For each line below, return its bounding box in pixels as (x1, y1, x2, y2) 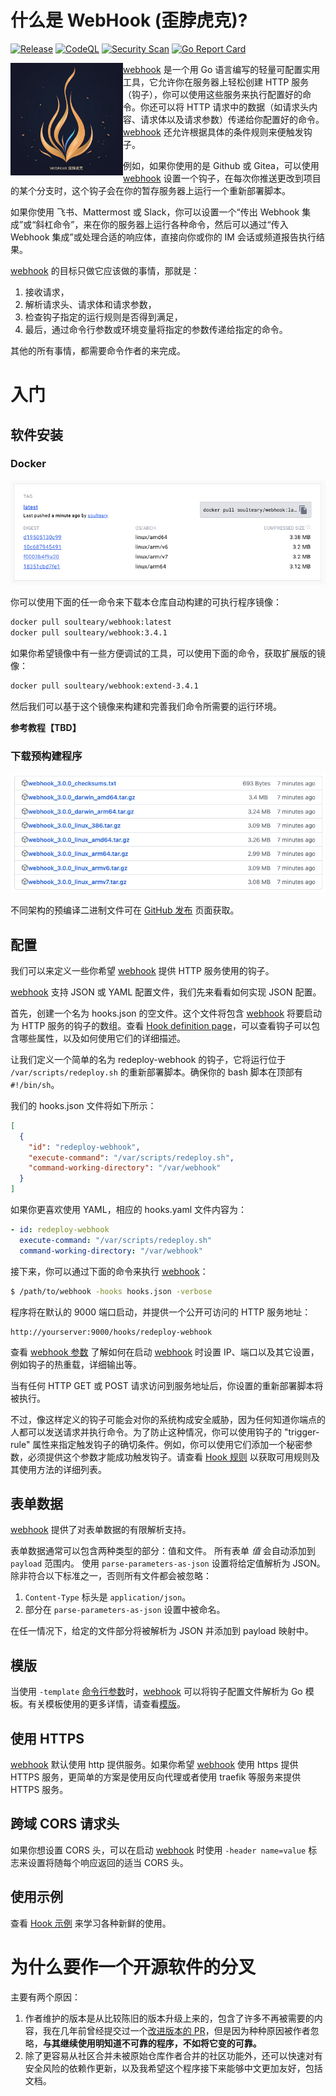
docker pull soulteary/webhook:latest (10, 617, 172, 628)
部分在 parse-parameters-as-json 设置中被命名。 (24, 1604, 226, 1616)
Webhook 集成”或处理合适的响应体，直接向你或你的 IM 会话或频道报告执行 (10, 231, 317, 243)
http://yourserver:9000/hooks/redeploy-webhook (10, 1327, 213, 1337)
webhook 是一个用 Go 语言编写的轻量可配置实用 (123, 63, 321, 75)
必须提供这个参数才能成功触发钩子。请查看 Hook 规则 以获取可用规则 (27, 1451, 312, 1463)
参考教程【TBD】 (10, 721, 82, 733)
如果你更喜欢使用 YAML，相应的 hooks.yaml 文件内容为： (10, 1204, 247, 1216)
